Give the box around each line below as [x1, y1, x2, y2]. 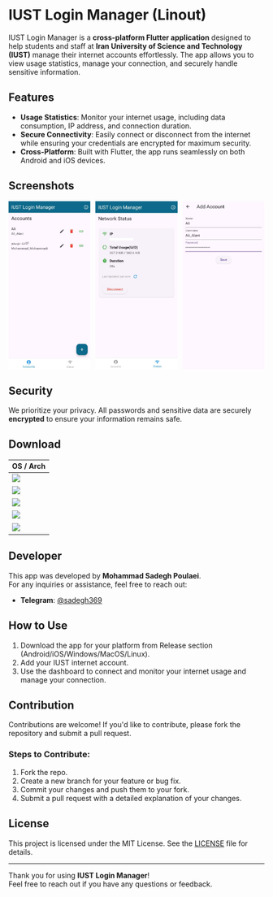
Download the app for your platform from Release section [19, 640, 213, 650]
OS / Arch [11, 461, 46, 471]
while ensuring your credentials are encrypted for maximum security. [19, 138, 252, 148]
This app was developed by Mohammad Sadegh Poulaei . [8, 570, 201, 580]
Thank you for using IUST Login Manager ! [8, 870, 150, 880]
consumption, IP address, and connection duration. [19, 120, 193, 131]
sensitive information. [8, 67, 81, 76]
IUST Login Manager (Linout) [8, 6, 207, 24]
